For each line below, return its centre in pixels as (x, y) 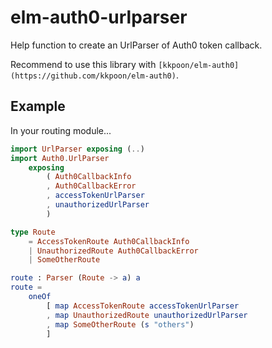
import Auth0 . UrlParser (60, 158)
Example (38, 106)
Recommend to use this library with (83, 64)
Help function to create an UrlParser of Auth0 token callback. (136, 45)
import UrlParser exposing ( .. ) (77, 149)
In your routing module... (61, 130)
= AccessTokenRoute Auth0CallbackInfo (109, 241)
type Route (33, 232)
